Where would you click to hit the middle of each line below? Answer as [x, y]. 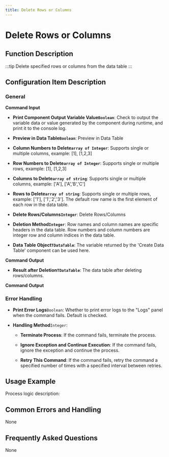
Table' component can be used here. [51, 250]
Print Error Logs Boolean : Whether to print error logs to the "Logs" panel [88, 310]
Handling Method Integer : [40, 325]
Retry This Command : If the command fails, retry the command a [89, 360]
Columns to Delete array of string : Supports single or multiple [79, 179]
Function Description [39, 54]
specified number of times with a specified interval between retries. [91, 365]
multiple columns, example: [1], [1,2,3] [52, 154]
